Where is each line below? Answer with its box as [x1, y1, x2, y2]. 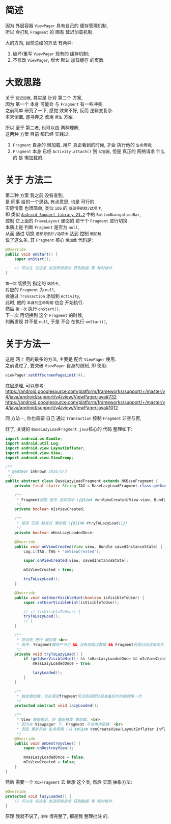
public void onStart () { [5, 252, 58, 257]
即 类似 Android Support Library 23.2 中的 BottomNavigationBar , [5, 211, 141, 217]
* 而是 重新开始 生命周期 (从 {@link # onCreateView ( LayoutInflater [16, 727, 154, 732]
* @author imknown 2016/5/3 [7, 469, 67, 475]
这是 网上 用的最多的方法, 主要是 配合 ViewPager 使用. [5, 356, 117, 362]
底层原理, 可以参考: [5, 383, 45, 388]
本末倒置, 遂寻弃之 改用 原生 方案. [5, 113, 74, 120]
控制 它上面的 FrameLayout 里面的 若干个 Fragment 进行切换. [5, 217, 129, 223]
